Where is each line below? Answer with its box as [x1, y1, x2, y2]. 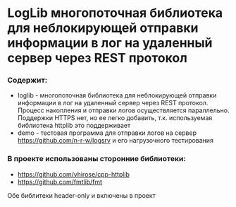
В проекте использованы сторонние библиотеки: [7, 154, 187, 164]
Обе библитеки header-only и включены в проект [7, 191, 156, 199]
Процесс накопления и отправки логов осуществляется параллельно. [17, 106, 230, 114]
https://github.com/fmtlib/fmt [17, 177, 103, 186]
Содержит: [7, 76, 48, 85]
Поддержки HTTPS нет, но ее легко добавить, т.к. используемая [17, 114, 213, 122]
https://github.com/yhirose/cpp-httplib [17, 170, 130, 178]
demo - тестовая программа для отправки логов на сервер [17, 129, 197, 137]
